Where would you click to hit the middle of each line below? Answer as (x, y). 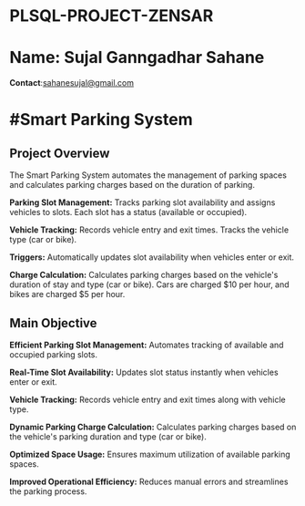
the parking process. (48, 491)
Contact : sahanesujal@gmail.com (72, 83)
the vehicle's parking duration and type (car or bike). (108, 436)
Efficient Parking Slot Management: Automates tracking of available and (147, 345)
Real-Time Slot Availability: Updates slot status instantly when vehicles (144, 372)
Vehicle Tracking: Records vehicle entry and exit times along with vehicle (148, 399)
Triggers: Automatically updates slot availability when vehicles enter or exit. (152, 257)
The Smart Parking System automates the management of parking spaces (148, 175)
